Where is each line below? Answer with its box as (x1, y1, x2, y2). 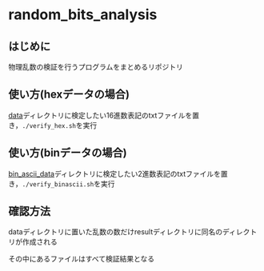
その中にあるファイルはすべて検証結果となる (8, 254, 155, 264)
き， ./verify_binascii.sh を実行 (8, 178, 115, 189)
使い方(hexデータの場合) (8, 88, 130, 102)
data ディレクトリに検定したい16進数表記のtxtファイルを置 (8, 110, 200, 120)
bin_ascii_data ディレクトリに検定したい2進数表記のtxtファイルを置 (8, 169, 228, 178)
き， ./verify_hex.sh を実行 (8, 120, 98, 130)
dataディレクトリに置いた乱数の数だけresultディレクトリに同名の (8, 227, 223, 237)
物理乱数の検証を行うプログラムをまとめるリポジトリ (8, 62, 184, 71)
